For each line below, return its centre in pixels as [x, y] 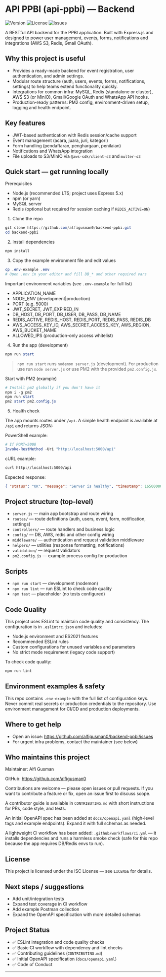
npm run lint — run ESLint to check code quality [62, 588]
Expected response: [25, 477]
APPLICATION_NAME [34, 293]
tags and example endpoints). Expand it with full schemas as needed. [76, 823]
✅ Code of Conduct [32, 964]
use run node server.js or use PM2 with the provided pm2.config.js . [87, 369]
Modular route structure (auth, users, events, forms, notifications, [79, 81]
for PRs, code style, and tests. [36, 809]
